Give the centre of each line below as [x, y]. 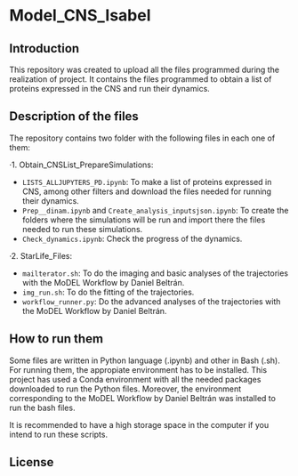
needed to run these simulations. [82, 229]
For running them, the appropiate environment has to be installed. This [138, 369]
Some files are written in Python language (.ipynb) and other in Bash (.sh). [145, 360]
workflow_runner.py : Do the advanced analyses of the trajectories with [151, 301]
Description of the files [74, 117]
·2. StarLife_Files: [41, 255]
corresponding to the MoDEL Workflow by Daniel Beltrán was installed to [142, 398]
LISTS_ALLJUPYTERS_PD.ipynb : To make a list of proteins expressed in [147, 182]
